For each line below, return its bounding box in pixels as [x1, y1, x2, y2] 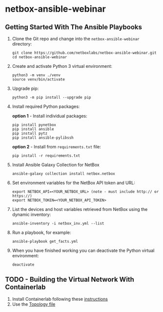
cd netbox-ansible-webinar [12, 55, 67, 60]
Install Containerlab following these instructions [12, 296, 108, 302]
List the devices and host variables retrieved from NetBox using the [12, 207, 148, 212]
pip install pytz [12, 131, 48, 136]
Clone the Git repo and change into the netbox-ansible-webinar [12, 36, 140, 42]
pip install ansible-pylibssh [12, 135, 74, 140]
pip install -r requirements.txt [12, 153, 81, 158]
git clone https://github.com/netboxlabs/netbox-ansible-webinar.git [12, 50, 157, 55]
